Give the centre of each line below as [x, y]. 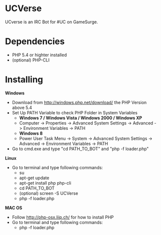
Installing [24, 80]
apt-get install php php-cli [45, 183]
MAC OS [14, 208]
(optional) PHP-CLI [31, 60]
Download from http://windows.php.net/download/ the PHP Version [79, 102]
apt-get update [34, 178]
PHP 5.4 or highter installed [39, 55]
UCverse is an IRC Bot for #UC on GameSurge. [51, 22]
